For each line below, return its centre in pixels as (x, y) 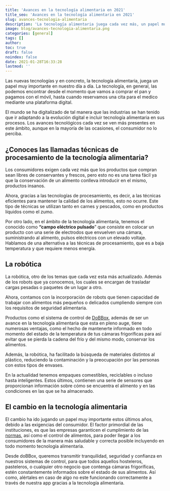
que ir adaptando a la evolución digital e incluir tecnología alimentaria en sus (85, 117)
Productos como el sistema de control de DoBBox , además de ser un (77, 317)
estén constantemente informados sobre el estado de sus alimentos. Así (80, 472)
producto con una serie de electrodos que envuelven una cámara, (74, 232)
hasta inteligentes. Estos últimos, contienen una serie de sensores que (79, 380)
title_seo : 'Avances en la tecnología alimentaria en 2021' (70, 15)
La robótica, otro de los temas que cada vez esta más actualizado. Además (83, 276)
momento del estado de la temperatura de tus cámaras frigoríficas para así (83, 334)
